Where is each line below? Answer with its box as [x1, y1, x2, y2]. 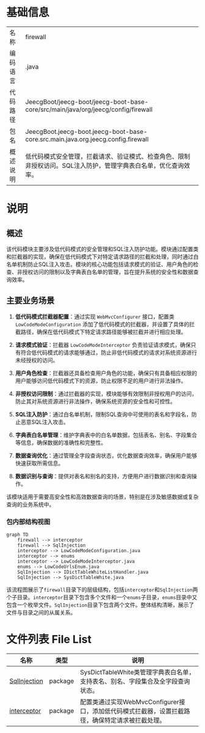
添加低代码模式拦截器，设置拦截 [92, 707, 184, 715]
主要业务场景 [6, 296, 55, 306]
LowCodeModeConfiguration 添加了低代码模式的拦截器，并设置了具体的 [15, 320, 190, 327]
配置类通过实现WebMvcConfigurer [80, 698, 179, 706]
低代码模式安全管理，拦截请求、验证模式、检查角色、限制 [25, 152, 190, 161]
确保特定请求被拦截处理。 [92, 716, 166, 724]
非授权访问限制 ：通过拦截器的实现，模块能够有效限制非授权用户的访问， [15, 390, 197, 397]
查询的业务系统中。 [6, 500, 55, 508]
